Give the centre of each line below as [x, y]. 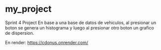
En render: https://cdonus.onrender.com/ [47, 42]
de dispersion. [20, 33]
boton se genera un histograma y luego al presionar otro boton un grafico [80, 27]
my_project [28, 9]
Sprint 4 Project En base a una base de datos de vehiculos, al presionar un [81, 23]
